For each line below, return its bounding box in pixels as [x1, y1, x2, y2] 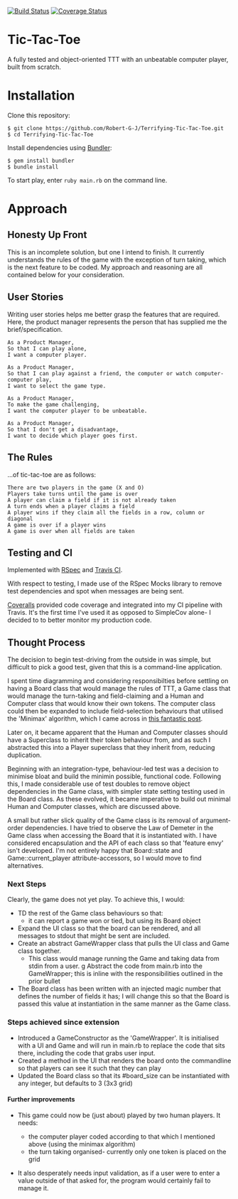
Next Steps [7, 879, 47, 889]
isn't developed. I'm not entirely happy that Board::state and [7, 846, 183, 855]
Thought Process [7, 636, 85, 648]
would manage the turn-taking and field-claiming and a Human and [7, 692, 205, 700]
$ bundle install [7, 163, 59, 171]
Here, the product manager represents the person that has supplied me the [7, 317, 227, 326]
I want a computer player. [7, 351, 87, 358]
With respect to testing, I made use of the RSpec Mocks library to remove [7, 579, 222, 588]
